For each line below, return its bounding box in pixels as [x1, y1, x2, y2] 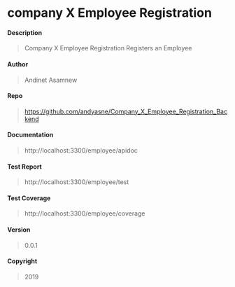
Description [7, 28, 43, 36]
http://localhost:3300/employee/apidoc [24, 146, 138, 155]
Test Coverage [7, 194, 51, 202]
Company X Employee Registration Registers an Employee [24, 44, 192, 52]
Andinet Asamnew [24, 76, 78, 84]
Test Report [7, 162, 42, 171]
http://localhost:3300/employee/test [24, 178, 129, 186]
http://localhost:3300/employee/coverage [24, 209, 145, 218]
